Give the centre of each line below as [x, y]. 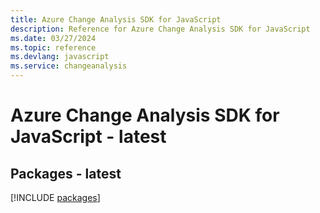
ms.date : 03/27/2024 [53, 38]
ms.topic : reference [53, 47]
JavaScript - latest [88, 137]
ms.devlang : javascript [60, 57]
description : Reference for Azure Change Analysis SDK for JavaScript [160, 29]
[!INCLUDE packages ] [55, 197]
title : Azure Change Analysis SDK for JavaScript [116, 19]
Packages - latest [66, 173]
